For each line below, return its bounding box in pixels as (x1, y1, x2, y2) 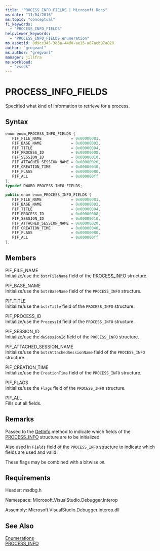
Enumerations (5, 535, 34, 541)
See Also (5, 521, 34, 530)
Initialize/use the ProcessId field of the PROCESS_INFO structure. (5, 318, 135, 325)
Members (5, 254, 36, 263)
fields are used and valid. (5, 449, 58, 455)
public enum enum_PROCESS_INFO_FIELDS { (5, 192, 92, 197)
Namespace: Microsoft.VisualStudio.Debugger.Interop (5, 497, 118, 503)
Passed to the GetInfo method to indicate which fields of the (5, 428, 131, 434)
